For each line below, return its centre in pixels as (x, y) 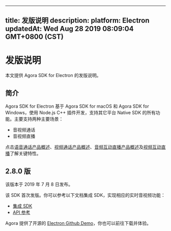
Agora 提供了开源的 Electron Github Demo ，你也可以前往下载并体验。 (78, 223)
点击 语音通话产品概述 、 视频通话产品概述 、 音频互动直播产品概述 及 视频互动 (83, 147)
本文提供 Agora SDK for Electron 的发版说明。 (53, 75)
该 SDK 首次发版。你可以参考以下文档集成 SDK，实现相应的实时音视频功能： (85, 195)
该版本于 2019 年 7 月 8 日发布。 (39, 184)
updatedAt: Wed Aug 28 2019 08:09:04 (69, 29)
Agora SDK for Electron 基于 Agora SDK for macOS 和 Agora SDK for (77, 106)
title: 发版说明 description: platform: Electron (77, 21)
